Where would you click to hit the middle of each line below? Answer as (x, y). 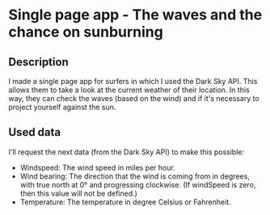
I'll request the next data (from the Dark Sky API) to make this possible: (127, 152)
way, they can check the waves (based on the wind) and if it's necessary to (134, 98)
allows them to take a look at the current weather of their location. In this (129, 90)
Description (38, 62)
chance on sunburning (86, 32)
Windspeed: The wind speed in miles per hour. (97, 167)
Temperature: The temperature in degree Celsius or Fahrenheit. (126, 202)
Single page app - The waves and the (135, 15)
